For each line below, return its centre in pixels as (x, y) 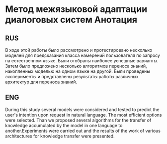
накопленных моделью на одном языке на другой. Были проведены (78, 71)
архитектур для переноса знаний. (41, 82)
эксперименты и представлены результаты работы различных (72, 76)
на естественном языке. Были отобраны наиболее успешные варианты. (82, 61)
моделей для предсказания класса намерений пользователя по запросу (83, 55)
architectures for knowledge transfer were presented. (60, 136)
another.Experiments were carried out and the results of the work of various (83, 131)
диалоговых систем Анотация (71, 20)
